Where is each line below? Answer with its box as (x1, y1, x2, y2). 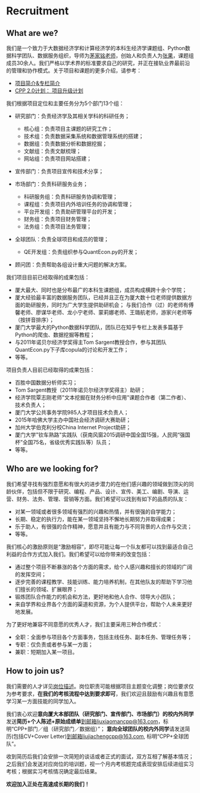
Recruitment (6, 4, 69, 18)
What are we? (6, 28, 58, 38)
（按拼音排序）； (14, 316, 55, 323)
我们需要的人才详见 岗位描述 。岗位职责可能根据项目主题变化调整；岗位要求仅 (6, 683, 194, 690)
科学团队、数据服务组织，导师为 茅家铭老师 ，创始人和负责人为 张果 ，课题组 (11, 52, 194, 59)
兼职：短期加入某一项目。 (14, 648, 78, 655)
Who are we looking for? (6, 464, 99, 474)
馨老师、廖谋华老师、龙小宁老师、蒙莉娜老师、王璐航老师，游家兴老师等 (14, 309, 192, 316)
